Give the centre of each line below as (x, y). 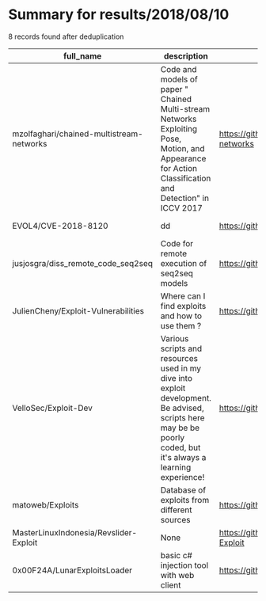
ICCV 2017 (182, 207)
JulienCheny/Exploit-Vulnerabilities (78, 310)
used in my (181, 368)
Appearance (183, 158)
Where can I (183, 296)
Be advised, (182, 408)
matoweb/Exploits (46, 504)
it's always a (183, 457)
